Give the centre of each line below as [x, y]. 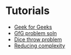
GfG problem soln [35, 33]
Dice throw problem [38, 39]
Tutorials [28, 11]
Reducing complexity [40, 46]
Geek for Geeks [33, 27]
